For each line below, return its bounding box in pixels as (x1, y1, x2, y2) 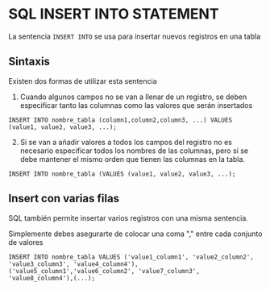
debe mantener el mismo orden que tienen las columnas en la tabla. (19, 154, 246, 164)
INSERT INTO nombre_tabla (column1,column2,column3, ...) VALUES (8, 116, 232, 124)
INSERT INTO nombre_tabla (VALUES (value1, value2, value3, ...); (8, 170, 236, 178)
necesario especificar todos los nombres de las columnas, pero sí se (19, 146, 248, 155)
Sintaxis (8, 55, 51, 68)
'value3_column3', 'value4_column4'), (8, 259, 139, 268)
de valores (8, 237, 44, 246)
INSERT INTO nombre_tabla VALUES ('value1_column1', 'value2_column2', (8, 253, 254, 261)
